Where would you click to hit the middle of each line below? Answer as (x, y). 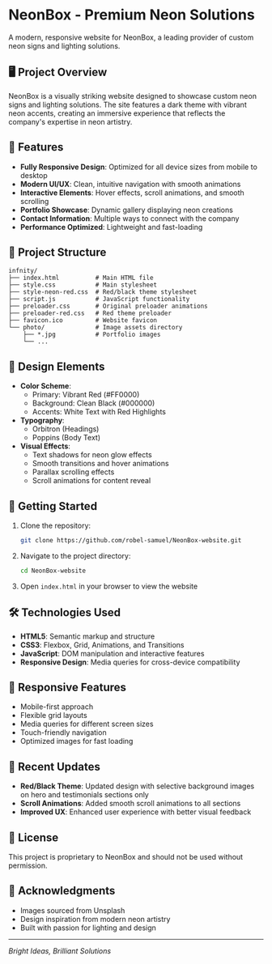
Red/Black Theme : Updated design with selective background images (137, 786)
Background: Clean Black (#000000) (93, 403)
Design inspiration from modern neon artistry (95, 919)
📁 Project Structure (57, 252)
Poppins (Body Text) (66, 438)
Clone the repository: (55, 525)
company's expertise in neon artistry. (70, 121)
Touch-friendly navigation (63, 733)
